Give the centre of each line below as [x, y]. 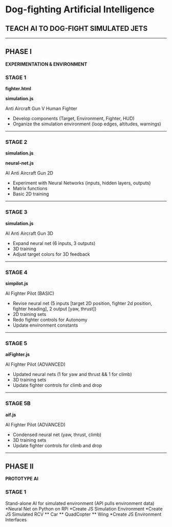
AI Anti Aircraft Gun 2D [29, 173]
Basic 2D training [31, 194]
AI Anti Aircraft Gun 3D [29, 233]
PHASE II [19, 466]
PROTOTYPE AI [22, 479]
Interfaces [16, 519]
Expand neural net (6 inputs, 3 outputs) [54, 243]
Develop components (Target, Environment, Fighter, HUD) [73, 119]
